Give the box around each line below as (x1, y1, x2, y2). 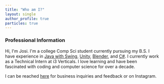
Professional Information (5, 37, 65, 44)
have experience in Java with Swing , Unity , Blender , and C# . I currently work (5, 53, 159, 59)
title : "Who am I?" (5, 7, 45, 12)
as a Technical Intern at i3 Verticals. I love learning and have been (5, 58, 138, 64)
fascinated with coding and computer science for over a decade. (5, 63, 135, 69)
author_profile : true (5, 16, 49, 21)
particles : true (5, 21, 38, 26)
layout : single (5, 12, 36, 17)
